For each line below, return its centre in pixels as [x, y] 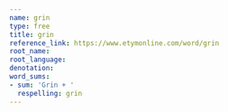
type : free [30, 26]
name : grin [30, 18]
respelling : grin [50, 93]
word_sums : [30, 77]
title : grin [32, 34]
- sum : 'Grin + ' [42, 85]
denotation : [32, 69]
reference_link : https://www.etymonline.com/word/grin [114, 43]
